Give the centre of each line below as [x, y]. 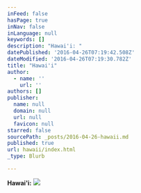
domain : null [32, 111]
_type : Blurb [26, 156]
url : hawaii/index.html [42, 150]
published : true [31, 144]
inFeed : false [28, 14]
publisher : [23, 98]
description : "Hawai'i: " [44, 46]
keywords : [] [26, 40]
